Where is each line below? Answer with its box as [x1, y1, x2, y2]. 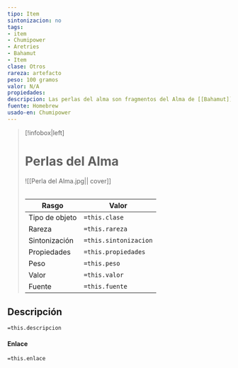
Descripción [7, 306, 62, 318]
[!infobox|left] [24, 128, 65, 137]
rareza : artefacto [7, 69, 62, 76]
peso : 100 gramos [7, 76, 59, 84]
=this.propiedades [84, 248, 146, 256]
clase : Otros [7, 63, 46, 70]
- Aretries [7, 43, 40, 50]
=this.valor [84, 271, 124, 280]
